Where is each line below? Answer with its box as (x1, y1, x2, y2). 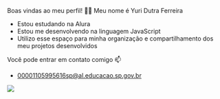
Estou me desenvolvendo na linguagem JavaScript (16, 27, 161, 35)
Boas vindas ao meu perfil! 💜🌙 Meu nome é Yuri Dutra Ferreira (7, 7, 184, 14)
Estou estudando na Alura (16, 20, 91, 27)
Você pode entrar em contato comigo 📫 (7, 56, 122, 63)
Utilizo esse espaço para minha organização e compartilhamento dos (16, 34, 214, 43)
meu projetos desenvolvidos (16, 42, 98, 49)
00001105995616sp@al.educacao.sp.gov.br (16, 71, 142, 79)
